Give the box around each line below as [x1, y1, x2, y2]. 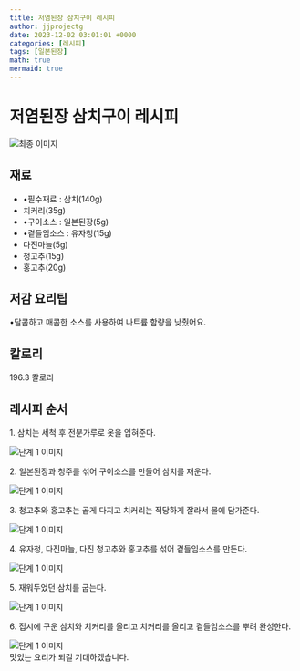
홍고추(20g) [22, 262, 67, 273]
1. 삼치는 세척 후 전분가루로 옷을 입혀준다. [9, 428, 157, 439]
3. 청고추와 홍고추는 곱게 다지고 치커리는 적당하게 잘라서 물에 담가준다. [9, 505, 260, 516]
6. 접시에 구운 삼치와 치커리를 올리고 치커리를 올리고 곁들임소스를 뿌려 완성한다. [9, 621, 292, 632]
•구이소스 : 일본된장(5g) [22, 216, 109, 227]
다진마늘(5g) [22, 239, 68, 250]
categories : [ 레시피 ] [9, 38, 87, 48]
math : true [9, 56, 51, 65]
